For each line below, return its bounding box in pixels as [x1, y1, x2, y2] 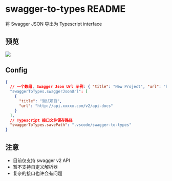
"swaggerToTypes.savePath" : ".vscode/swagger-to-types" [10, 122, 132, 128]
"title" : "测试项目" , [18, 99, 62, 104]
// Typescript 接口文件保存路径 [10, 118, 73, 123]
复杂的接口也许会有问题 [12, 170, 62, 176]
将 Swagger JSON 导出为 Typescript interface [5, 21, 102, 27]
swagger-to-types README [5, 3, 126, 15]
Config [5, 66, 28, 75]
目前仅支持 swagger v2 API [12, 157, 70, 164]
